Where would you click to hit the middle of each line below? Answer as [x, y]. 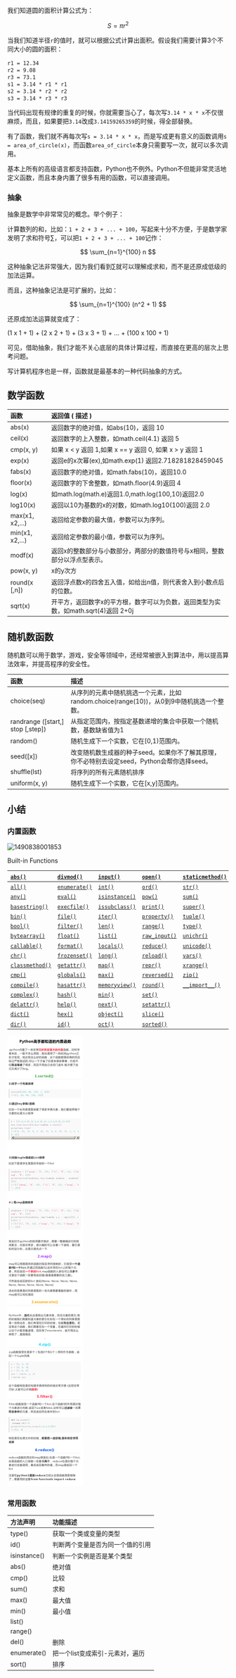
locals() [111, 946]
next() [107, 1005]
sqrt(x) [20, 606]
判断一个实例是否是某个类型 [92, 1555]
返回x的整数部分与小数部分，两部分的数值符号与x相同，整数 [138, 551]
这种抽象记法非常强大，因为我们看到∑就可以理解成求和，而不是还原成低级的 [117, 266]
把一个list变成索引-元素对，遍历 [99, 1653]
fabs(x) [21, 472]
